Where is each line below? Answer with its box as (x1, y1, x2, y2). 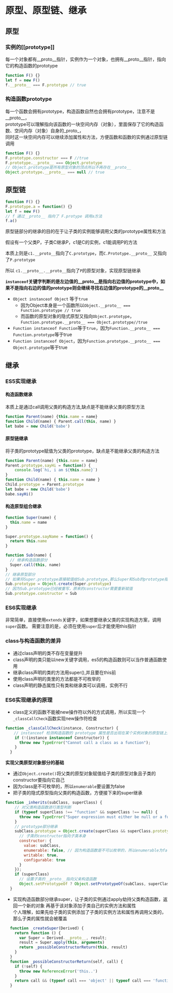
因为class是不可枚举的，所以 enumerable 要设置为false (12, 783, 125, 790)
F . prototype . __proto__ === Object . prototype (5, 160, 102, 165)
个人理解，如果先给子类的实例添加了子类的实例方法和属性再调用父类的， (12, 909, 166, 915)
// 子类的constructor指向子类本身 (19, 834, 86, 839)
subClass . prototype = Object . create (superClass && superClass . (14, 829, 153, 834)
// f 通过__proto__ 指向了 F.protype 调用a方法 (5, 214, 102, 219)
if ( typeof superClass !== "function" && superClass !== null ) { (14, 809, 158, 814)
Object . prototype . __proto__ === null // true (5, 170, 105, 175)
